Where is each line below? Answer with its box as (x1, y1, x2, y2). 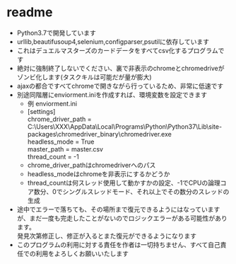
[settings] (27, 107, 56, 115)
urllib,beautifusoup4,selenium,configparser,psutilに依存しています (16, 37, 210, 46)
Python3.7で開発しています (16, 28, 97, 37)
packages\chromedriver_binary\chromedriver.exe (27, 130, 172, 138)
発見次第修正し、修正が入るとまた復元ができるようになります (16, 231, 197, 240)
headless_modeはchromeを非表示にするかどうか (27, 169, 170, 178)
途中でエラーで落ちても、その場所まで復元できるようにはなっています (16, 205, 220, 213)
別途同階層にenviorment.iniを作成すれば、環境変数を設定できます (16, 90, 208, 99)
